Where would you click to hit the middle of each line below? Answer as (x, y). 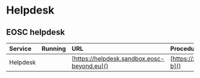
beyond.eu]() (90, 66)
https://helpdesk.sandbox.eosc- (119, 58)
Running (54, 49)
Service (20, 49)
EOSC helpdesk (36, 32)
